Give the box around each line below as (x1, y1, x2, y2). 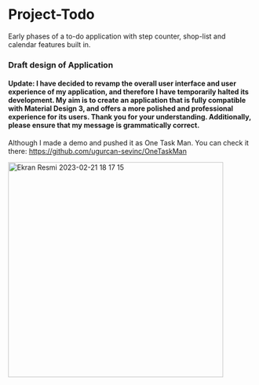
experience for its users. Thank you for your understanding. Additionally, (8, 112, 251, 122)
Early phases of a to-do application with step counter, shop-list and (8, 31, 226, 41)
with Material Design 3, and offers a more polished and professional (8, 104, 234, 113)
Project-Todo (8, 5, 96, 24)
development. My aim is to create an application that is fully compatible (8, 96, 246, 105)
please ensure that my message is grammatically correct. (8, 120, 200, 130)
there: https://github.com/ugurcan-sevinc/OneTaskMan (8, 147, 187, 156)
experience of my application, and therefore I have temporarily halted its (8, 87, 250, 97)
